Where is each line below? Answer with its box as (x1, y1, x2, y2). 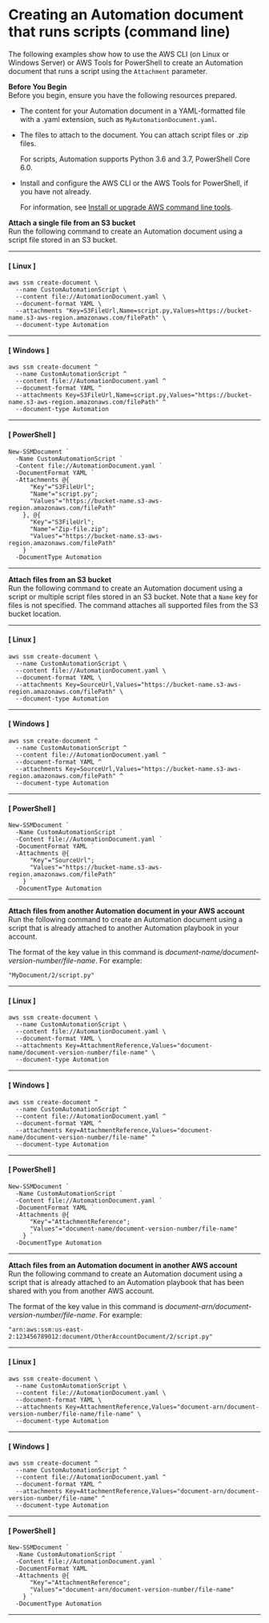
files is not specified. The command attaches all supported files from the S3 (8, 600, 259, 610)
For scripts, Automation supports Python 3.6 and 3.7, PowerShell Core (19, 154, 251, 164)
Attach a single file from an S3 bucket (8, 218, 136, 227)
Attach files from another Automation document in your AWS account (8, 906, 245, 916)
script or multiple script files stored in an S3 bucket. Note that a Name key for (8, 592, 259, 601)
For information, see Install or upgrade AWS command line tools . (19, 202, 233, 212)
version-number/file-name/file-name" (8, 1409, 134, 1418)
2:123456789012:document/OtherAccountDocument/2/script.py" (8, 1332, 214, 1340)
